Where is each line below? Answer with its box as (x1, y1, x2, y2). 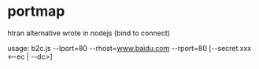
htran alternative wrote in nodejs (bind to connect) (7, 28, 171, 38)
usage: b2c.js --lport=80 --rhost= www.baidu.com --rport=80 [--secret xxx (7, 43, 252, 53)
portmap (7, 2, 65, 20)
